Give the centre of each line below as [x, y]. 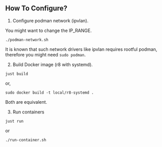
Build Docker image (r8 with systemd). [52, 64]
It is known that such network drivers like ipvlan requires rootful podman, [81, 49]
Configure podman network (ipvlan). [50, 20]
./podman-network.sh [27, 40]
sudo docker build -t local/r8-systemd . [50, 93]
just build [17, 74]
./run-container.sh [26, 140]
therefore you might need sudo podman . [46, 54]
